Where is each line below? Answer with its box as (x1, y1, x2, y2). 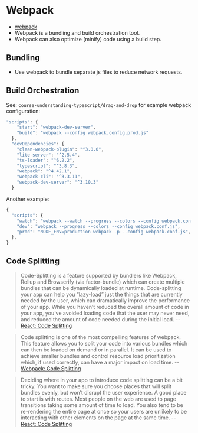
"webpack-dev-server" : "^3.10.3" (16, 180, 99, 185)
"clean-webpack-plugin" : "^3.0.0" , (16, 146, 104, 152)
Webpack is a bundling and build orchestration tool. (14, 29, 140, 36)
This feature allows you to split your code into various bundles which (20, 340, 187, 347)
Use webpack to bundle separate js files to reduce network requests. (14, 69, 183, 76)
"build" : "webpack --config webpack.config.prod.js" (16, 130, 149, 136)
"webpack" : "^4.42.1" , (16, 168, 72, 174)
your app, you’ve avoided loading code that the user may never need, (20, 310, 190, 317)
